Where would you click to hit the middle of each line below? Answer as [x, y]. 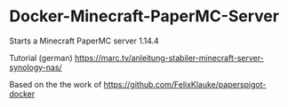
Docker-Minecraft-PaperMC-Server [144, 16]
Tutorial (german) [41, 57]
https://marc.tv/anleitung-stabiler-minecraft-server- [169, 57]
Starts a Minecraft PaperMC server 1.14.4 [84, 41]
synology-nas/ [36, 67]
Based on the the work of [56, 84]
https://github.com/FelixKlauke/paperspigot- [185, 84]
